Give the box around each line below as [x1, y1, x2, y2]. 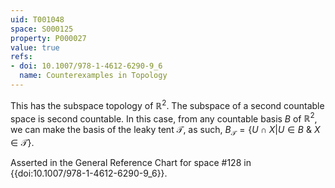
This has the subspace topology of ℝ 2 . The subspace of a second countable [10, 97, 325, 111]
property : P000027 [10, 33, 87, 43]
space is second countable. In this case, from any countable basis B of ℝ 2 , [10, 111, 318, 125]
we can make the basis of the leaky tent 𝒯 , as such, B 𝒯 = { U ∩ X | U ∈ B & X [10, 124, 321, 138]
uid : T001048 [10, 14, 65, 25]
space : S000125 [10, 24, 74, 34]
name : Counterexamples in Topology [19, 71, 168, 81]
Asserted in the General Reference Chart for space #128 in [10, 156, 252, 168]
